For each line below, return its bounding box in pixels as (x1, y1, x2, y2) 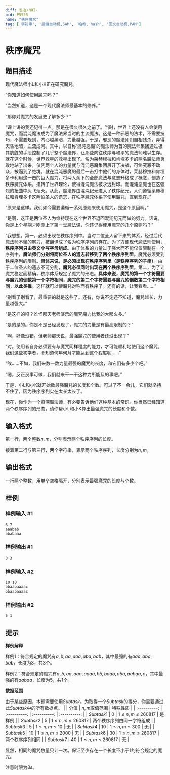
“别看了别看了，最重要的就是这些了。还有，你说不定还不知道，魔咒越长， (5, 294, 158, 300)
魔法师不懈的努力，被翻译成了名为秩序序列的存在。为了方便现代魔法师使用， (5, 239, 165, 245)
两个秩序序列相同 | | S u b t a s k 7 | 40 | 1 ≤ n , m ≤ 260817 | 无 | (5, 736, 130, 743)
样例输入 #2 (5, 568, 34, 575)
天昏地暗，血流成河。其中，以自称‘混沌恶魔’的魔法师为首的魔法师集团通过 (5, 143, 158, 150)
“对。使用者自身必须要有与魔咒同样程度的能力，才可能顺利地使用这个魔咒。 (5, 343, 163, 350)
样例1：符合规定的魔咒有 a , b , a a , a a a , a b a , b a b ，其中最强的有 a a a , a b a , (5, 653, 152, 659)
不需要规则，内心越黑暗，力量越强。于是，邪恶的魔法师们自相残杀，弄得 (14, 137, 165, 143)
